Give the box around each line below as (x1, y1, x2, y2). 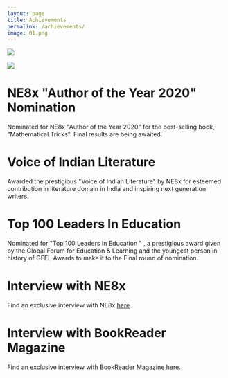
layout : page (7, 10, 45, 17)
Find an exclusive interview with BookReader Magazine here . (7, 363, 182, 371)
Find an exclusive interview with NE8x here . (7, 301, 132, 309)
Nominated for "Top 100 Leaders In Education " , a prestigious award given (7, 240, 221, 248)
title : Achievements (7, 17, 67, 24)
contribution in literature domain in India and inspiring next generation (7, 185, 207, 193)
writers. (7, 192, 29, 201)
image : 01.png (7, 29, 49, 37)
